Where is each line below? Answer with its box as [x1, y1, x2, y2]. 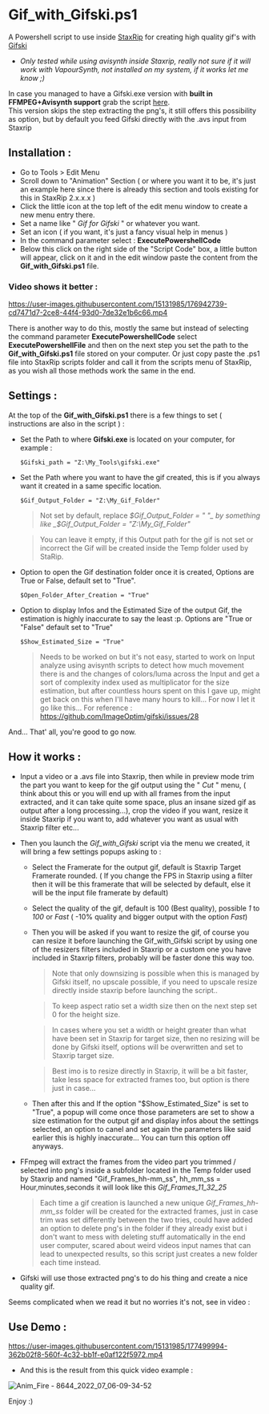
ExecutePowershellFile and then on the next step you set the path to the [8, 341, 249, 350]
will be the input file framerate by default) [31, 887, 169, 897]
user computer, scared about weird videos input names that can [39, 1240, 251, 1250]
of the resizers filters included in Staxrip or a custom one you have [31, 944, 252, 954]
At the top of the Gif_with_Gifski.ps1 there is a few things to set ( [8, 410, 223, 420]
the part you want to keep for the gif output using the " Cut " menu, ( [19, 780, 247, 790]
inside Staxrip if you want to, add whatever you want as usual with [19, 814, 239, 823]
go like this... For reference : [39, 703, 133, 713]
